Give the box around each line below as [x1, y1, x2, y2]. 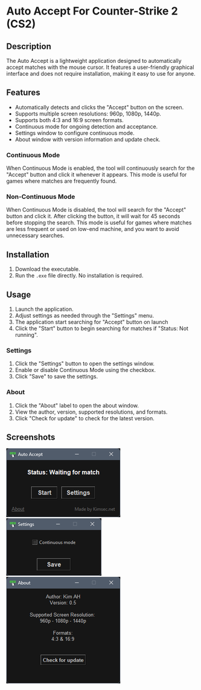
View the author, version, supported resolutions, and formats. [14, 408, 168, 415]
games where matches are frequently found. [6, 177, 117, 185]
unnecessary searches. [6, 232, 65, 239]
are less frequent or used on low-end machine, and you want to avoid [6, 226, 179, 233]
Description [6, 41, 51, 51]
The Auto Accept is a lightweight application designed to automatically [6, 57, 182, 64]
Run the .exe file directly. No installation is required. [14, 272, 144, 279]
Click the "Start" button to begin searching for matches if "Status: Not [14, 325, 189, 332]
